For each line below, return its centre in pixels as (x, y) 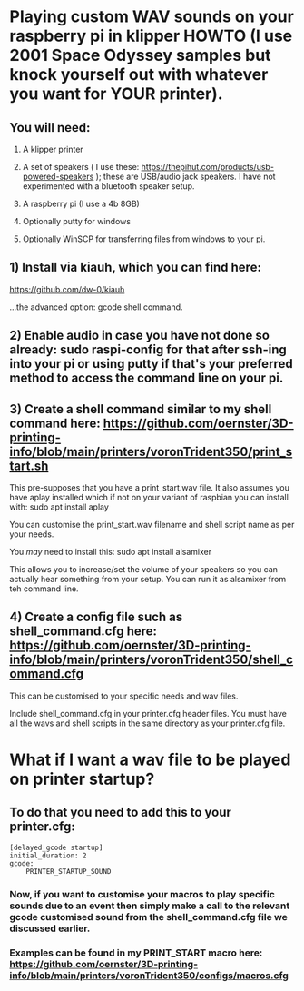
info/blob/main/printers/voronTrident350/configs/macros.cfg (149, 976)
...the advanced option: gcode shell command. (96, 307)
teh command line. (44, 589)
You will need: (50, 128)
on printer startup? (82, 779)
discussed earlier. (50, 928)
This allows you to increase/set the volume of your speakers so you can (144, 570)
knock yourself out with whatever (139, 75)
